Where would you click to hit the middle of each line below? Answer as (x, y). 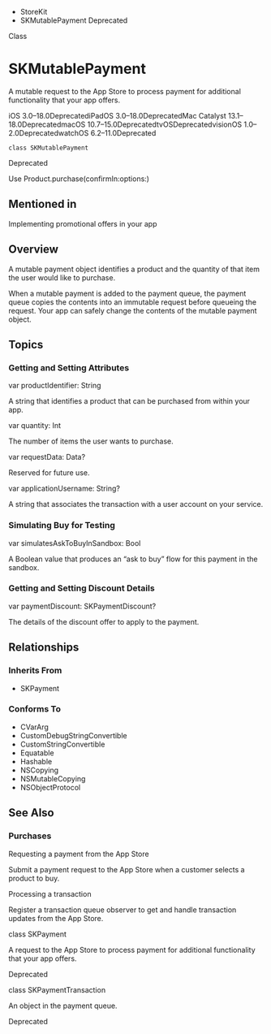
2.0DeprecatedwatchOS (49, 132)
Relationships (44, 648)
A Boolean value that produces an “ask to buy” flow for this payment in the (133, 559)
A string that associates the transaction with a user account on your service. (136, 504)
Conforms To (34, 709)
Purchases (30, 836)
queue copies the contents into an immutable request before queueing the (133, 302)
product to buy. (34, 878)
